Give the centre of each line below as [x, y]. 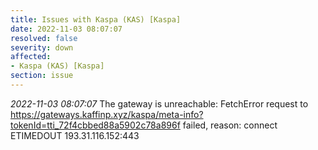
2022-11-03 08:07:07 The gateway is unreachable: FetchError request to [159, 103]
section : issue [42, 76]
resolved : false [44, 38]
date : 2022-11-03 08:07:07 [66, 29]
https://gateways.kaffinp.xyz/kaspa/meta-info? [107, 114]
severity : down [42, 47]
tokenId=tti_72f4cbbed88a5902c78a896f [95, 125]
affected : [31, 57]
